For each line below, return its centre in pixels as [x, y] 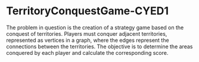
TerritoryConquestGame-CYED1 [87, 11]
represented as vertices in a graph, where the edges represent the [88, 40]
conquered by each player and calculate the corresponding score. [87, 52]
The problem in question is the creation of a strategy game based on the [95, 27]
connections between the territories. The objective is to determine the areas [99, 46]
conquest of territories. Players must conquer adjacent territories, [87, 33]
